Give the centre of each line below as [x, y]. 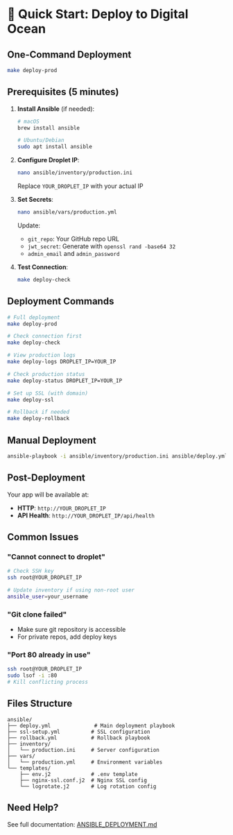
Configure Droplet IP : [48, 160]
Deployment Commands [61, 301]
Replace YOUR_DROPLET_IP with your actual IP [80, 186]
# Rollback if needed [38, 412]
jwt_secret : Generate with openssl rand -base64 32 [102, 246]
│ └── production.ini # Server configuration [83, 750]
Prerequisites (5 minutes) [63, 92]
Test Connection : [42, 267]
